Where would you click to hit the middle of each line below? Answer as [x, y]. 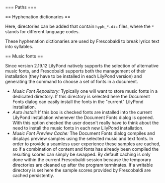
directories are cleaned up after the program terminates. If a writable [82, 165]
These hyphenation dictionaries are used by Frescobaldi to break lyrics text [82, 41]
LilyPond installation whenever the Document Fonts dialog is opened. [83, 118]
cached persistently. [33, 175]
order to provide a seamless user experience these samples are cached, [86, 144]
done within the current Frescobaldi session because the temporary [82, 160]
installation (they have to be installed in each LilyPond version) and [74, 76]
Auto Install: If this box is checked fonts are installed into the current [82, 112]
